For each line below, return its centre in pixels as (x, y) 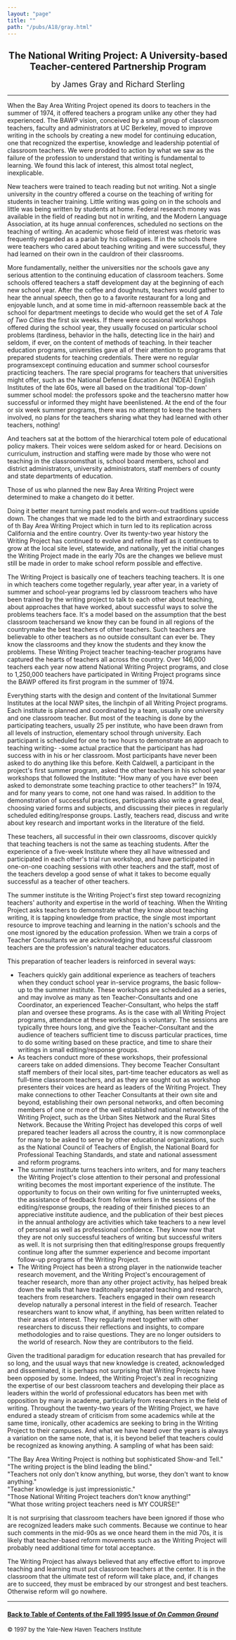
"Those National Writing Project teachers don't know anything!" (99, 1497)
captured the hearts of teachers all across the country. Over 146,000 (106, 659)
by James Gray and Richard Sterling (118, 84)
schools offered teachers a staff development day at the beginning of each (116, 283)
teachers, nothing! (34, 425)
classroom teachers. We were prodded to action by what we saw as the (111, 151)
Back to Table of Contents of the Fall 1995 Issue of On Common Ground (113, 1614)
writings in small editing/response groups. (78, 1050)
